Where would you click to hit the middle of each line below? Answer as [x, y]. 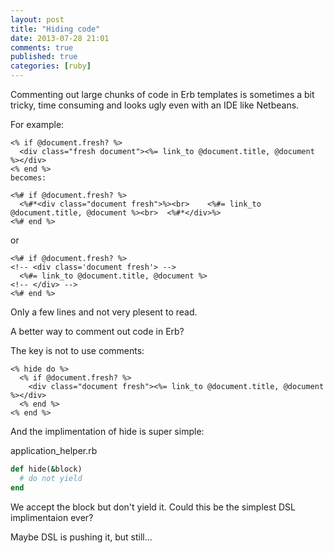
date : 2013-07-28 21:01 [60, 38]
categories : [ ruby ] [51, 66]
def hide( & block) [46, 469]
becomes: [28, 178]
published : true [44, 57]
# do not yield [51, 478]
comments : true [42, 47]
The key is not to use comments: [77, 350]
